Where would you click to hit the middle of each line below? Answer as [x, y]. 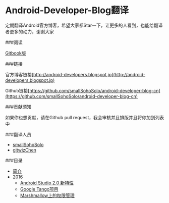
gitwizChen [24, 150]
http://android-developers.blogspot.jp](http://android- [89, 74]
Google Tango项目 [39, 189]
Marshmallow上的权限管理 [47, 195]
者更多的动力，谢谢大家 [30, 31]
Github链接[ [17, 90]
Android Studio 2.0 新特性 [47, 183]
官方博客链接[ [19, 74]
